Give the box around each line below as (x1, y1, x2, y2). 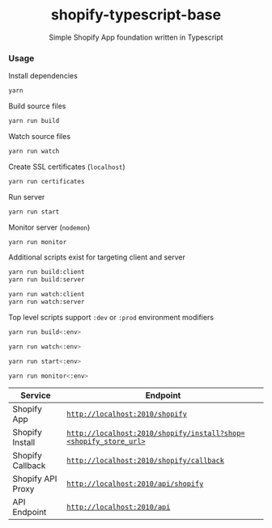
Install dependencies (8, 71, 79, 81)
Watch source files (8, 131, 71, 141)
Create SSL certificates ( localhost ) (8, 162, 125, 171)
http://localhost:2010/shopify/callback (66, 456, 225, 466)
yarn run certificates (8, 177, 85, 185)
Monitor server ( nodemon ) (8, 222, 91, 232)
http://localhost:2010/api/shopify (66, 479, 204, 488)
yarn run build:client (8, 268, 85, 277)
